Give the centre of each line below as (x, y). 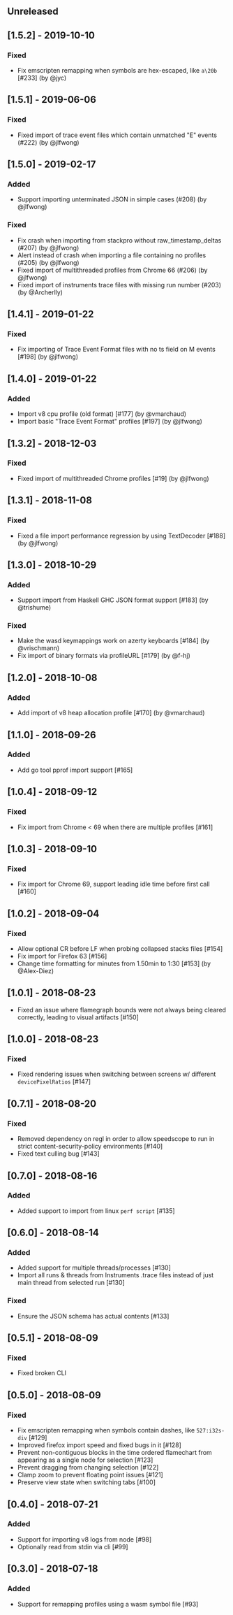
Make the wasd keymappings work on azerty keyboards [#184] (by (113, 641)
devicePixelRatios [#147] (54, 1082)
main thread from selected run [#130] (71, 1283)
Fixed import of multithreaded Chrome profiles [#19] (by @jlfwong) (113, 478)
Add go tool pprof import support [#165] (75, 770)
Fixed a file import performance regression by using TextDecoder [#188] (121, 536)
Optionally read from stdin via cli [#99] (73, 1546)
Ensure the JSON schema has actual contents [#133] (93, 1316)
